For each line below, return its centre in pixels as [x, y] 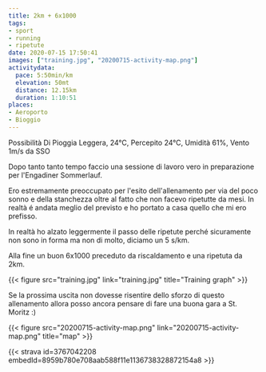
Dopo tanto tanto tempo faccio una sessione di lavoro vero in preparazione [131, 166]
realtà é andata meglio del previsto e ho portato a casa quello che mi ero [127, 207]
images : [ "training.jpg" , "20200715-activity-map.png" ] [103, 61]
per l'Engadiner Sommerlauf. [55, 175]
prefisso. [23, 216]
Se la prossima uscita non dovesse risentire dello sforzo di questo [117, 295]
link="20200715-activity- [198, 327]
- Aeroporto [28, 113]
